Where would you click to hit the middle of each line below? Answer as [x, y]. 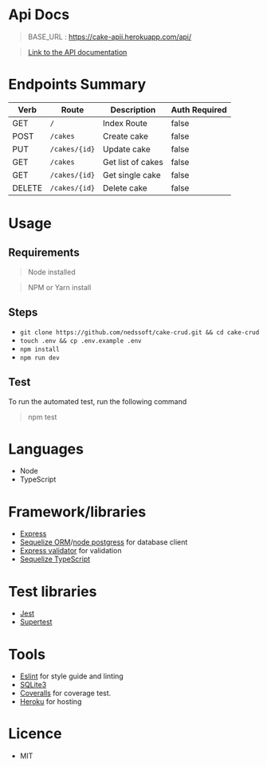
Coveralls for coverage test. [65, 693]
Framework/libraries [77, 511]
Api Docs [39, 15]
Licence [35, 734]
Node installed [51, 272]
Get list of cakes [133, 162]
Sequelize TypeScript [55, 559]
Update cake [127, 149]
